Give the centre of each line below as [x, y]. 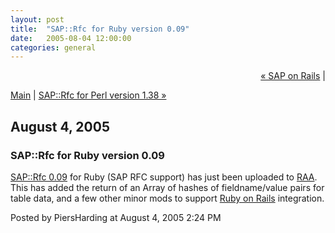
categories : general [53, 47]
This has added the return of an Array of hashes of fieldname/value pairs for [167, 187]
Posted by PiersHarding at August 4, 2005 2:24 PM [116, 217]
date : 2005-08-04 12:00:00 [71, 38]
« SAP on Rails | [293, 76]
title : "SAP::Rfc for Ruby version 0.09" [100, 29]
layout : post [37, 19]
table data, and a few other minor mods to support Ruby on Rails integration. [167, 198]
